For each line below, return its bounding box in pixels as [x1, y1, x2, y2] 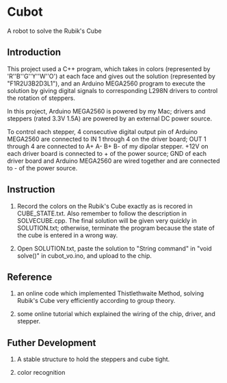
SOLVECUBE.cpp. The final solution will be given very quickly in [16, 216, 197, 224]
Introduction [7, 47, 62, 58]
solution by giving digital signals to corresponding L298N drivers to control [7, 86, 218, 94]
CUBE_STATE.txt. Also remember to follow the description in [16, 209, 187, 217]
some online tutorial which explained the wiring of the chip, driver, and [16, 310, 215, 318]
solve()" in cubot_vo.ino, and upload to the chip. [16, 251, 152, 260]
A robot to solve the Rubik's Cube [7, 27, 102, 35]
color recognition [16, 369, 66, 377]
